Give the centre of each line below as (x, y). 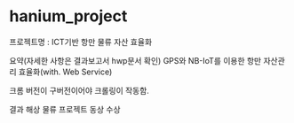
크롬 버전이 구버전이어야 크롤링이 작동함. (79, 90)
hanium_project (68, 16)
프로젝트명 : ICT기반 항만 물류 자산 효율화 (81, 42)
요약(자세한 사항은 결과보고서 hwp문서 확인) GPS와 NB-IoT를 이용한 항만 (135, 60)
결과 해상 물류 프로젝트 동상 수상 (65, 109)
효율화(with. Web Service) (65, 72)
